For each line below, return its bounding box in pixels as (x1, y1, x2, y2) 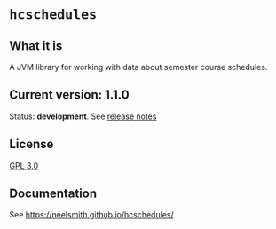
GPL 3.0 (9, 160, 39, 170)
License (9, 137, 54, 152)
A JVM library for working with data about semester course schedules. (9, 62, 268, 72)
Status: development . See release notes (9, 111, 157, 122)
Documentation (9, 186, 98, 201)
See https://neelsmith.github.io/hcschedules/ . (9, 209, 176, 220)
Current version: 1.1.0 (9, 87, 130, 103)
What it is (9, 38, 63, 53)
